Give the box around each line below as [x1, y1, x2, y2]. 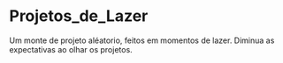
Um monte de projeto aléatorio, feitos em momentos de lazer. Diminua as [9, 35, 275, 45]
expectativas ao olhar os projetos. [9, 44, 133, 54]
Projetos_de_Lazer [9, 6, 149, 26]
